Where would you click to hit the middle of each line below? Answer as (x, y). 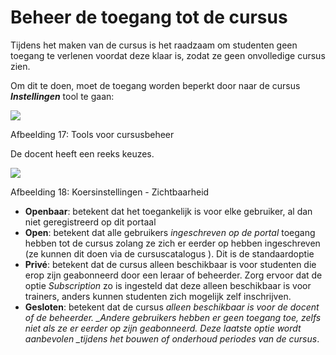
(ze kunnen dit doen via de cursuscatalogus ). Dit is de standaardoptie (169, 253)
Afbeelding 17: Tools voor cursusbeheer (92, 134)
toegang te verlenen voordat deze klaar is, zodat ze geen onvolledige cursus (168, 55)
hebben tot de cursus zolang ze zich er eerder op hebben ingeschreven (172, 243)
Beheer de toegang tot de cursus (149, 17)
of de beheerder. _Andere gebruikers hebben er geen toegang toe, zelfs (173, 317)
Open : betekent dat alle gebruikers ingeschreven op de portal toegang (170, 232)
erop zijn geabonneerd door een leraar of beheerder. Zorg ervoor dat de (173, 275)
